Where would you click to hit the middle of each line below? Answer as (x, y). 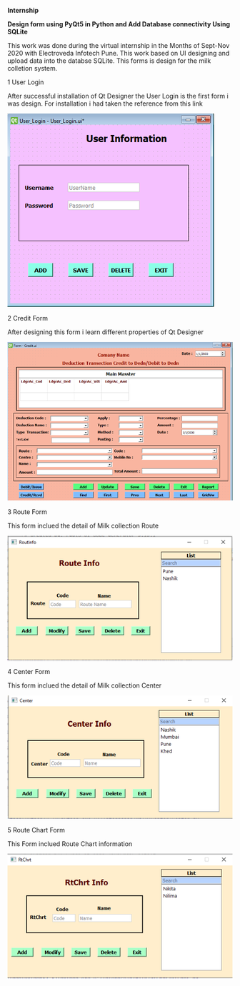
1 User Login (26, 82)
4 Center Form (29, 671)
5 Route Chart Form (36, 830)
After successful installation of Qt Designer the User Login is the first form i (118, 96)
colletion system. (32, 68)
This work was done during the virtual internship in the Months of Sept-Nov (119, 45)
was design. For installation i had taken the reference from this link (105, 104)
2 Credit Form (28, 318)
